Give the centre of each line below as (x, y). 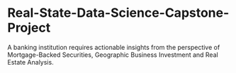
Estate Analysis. (31, 62)
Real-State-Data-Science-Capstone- (118, 13)
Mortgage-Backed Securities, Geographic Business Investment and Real (113, 55)
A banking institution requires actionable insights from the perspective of (114, 47)
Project (29, 28)
